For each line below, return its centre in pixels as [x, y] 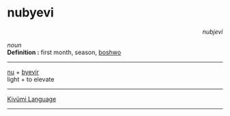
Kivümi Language [32, 99]
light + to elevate [31, 79]
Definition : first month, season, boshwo [64, 52]
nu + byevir [23, 72]
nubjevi [213, 32]
